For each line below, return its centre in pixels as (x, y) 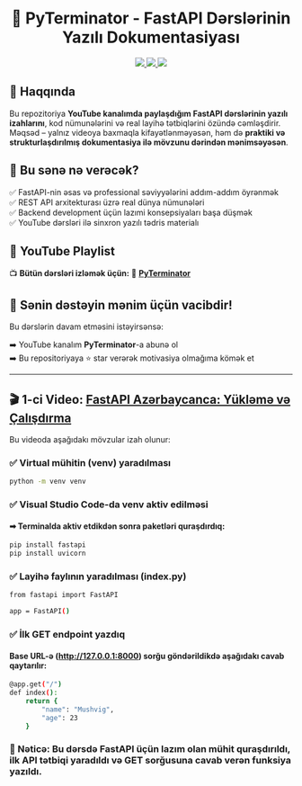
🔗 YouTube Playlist (62, 251)
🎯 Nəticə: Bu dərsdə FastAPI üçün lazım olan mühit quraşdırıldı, (150, 749)
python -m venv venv (48, 482)
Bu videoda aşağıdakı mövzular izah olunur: (90, 439)
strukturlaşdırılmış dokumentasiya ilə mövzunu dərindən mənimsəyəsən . (149, 142)
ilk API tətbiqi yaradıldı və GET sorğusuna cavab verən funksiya (151, 761)
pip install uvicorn (48, 554)
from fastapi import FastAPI (64, 595)
